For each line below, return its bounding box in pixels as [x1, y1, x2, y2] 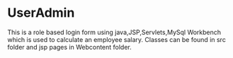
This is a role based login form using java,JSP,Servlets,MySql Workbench [7, 28, 222, 36]
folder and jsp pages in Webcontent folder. [7, 43, 132, 51]
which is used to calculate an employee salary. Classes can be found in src [7, 35, 227, 43]
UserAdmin [7, 5, 75, 21]
